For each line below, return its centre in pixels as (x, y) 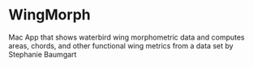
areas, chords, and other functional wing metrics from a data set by (121, 45)
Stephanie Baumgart (43, 54)
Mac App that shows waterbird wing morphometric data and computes (126, 37)
